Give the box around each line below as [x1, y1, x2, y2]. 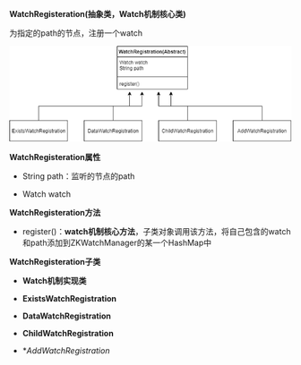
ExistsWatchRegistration [21, 293, 117, 304]
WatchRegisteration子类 [9, 257, 101, 267]
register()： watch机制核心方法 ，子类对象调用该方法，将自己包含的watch [21, 226, 291, 237]
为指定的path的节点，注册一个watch [9, 28, 143, 38]
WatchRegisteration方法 [9, 208, 101, 218]
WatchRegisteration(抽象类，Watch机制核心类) [9, 9, 186, 19]
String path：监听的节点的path [21, 171, 135, 182]
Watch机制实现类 [21, 276, 87, 286]
